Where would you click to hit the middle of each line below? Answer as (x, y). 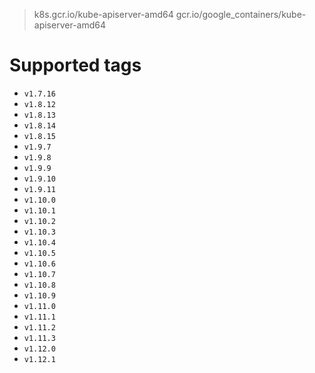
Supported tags (75, 65)
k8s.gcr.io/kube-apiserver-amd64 (103, 14)
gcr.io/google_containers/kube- (241, 14)
